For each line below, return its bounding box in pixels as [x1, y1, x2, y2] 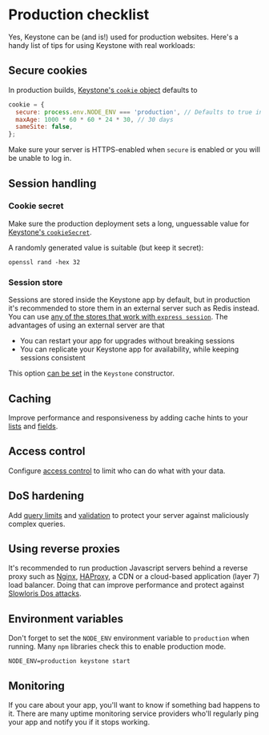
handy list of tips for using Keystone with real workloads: [8, 40, 196, 50]
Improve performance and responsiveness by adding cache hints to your [8, 412, 248, 422]
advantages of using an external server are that [8, 320, 166, 330]
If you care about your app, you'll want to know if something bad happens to [8, 700, 260, 709]
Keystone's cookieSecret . [8, 227, 92, 237]
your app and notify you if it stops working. [8, 717, 151, 726]
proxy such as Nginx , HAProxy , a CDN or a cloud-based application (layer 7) [8, 572, 260, 581]
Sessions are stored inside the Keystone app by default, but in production [8, 295, 251, 305]
